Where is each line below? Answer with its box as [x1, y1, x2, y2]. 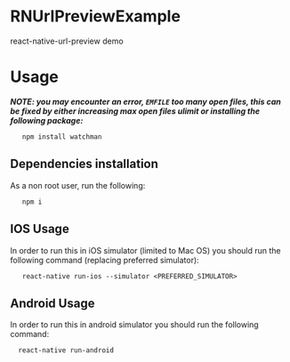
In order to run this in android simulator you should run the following [10, 319, 259, 330]
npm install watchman [21, 132, 102, 141]
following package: [10, 115, 84, 125]
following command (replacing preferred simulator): [10, 254, 199, 265]
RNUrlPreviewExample [10, 6, 181, 27]
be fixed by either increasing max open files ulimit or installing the [10, 105, 261, 117]
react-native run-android [18, 346, 115, 355]
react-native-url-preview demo [10, 36, 124, 46]
